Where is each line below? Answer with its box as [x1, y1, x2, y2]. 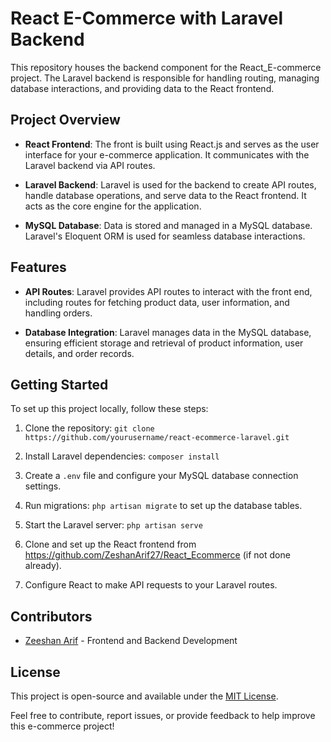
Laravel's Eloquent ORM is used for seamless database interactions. [24, 230, 306, 242]
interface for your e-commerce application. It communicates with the [24, 148, 310, 161]
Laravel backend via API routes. [24, 159, 156, 171]
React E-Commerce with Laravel [10, 7, 284, 30]
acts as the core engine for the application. [24, 200, 202, 212]
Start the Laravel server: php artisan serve [24, 519, 203, 531]
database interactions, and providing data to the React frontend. [10, 82, 275, 94]
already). [24, 560, 62, 572]
